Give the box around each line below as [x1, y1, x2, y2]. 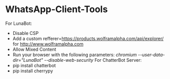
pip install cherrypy [12, 67, 53, 74]
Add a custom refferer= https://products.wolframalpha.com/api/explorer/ [12, 35, 164, 42]
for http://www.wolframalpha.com [12, 41, 84, 47]
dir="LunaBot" [12, 57, 43, 63]
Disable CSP [12, 30, 39, 36]
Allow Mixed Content [12, 46, 57, 52]
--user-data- [138, 52, 165, 58]
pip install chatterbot [12, 62, 56, 68]
